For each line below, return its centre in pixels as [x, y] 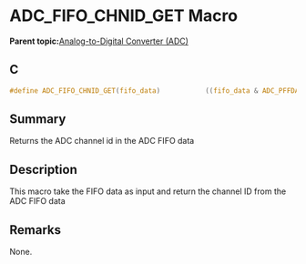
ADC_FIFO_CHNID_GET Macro [124, 16]
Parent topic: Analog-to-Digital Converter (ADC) [99, 41]
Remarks [36, 230]
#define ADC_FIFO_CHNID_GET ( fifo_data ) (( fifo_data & [134, 91]
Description [43, 169]
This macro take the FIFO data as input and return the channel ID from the [148, 191]
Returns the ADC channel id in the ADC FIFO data [102, 141]
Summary [38, 119]
